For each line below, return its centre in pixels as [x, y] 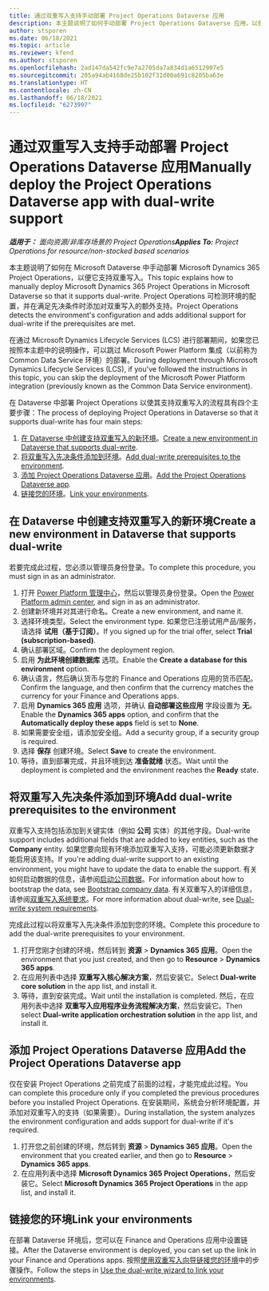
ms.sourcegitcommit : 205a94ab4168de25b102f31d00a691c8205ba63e [117, 75]
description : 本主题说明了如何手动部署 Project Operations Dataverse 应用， [131, 23]
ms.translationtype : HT [49, 82]
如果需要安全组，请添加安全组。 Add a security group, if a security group [140, 732]
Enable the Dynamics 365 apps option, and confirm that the [119, 714]
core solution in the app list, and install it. [89, 986]
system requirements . [63, 908]
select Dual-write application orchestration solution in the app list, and [139, 1015]
